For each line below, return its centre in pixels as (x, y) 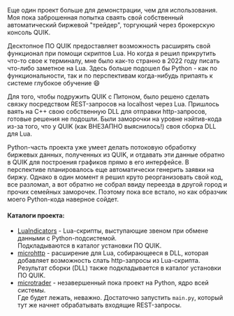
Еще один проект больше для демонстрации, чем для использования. (112, 10)
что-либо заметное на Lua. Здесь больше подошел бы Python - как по (112, 68)
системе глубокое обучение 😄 (53, 83)
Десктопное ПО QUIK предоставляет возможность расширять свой (109, 46)
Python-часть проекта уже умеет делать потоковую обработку (102, 147)
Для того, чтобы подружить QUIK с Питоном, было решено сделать (108, 96)
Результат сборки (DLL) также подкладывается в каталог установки (119, 268)
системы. (31, 290)
